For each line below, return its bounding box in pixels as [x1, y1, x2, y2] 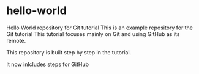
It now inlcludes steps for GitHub [6, 61, 89, 68]
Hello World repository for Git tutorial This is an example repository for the [6, 24, 193, 31]
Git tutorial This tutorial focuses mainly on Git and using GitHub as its [6, 30, 180, 37]
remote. [6, 37, 26, 44]
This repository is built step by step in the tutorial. [6, 48, 132, 56]
